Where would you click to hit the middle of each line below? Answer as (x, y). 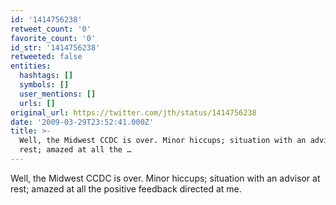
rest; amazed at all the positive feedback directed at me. (126, 188)
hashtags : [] (46, 76)
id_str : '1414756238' (55, 47)
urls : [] (37, 103)
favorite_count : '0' (53, 38)
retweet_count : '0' (51, 29)
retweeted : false (46, 57)
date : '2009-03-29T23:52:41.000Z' (82, 122)
